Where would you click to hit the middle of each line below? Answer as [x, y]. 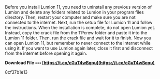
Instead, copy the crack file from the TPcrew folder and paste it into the [76, 33]
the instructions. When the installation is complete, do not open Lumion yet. [80, 28]
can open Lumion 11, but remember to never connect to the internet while [78, 43]
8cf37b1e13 [16, 72]
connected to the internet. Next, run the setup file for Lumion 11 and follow [79, 22]
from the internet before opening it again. [46, 53]
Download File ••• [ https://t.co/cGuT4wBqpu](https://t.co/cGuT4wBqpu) [80, 63]
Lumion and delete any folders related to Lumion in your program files [74, 12]
